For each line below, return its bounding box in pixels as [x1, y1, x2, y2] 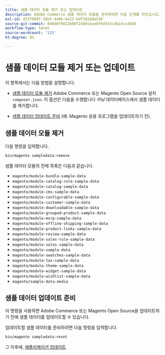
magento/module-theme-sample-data [12, 263, 84, 268]
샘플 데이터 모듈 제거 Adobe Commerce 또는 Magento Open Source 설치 [12, 90, 157, 96]
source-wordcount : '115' [5, 30, 56, 35]
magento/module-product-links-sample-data [12, 226, 102, 231]
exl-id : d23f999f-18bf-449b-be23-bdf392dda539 [5, 16, 103, 21]
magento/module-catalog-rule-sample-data [12, 179, 99, 184]
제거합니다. [17, 102, 40, 108]
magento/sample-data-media [12, 279, 68, 284]
